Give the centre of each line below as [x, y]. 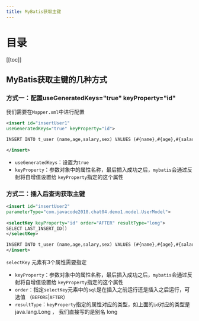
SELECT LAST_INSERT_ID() [37, 229]
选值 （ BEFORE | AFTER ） [41, 297]
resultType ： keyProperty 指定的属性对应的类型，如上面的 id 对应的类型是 [102, 304]
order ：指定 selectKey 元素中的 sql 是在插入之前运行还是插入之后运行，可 [102, 290]
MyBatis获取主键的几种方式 [57, 80]
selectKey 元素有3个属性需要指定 [46, 262]
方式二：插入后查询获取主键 [46, 194]
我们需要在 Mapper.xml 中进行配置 [45, 112]
